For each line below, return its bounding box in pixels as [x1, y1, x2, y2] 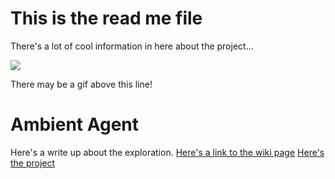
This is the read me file [10, 7, 203, 30]
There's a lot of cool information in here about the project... [10, 40, 254, 52]
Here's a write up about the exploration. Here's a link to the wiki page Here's [10, 146, 325, 158]
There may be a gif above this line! [10, 78, 153, 90]
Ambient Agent [10, 113, 140, 136]
